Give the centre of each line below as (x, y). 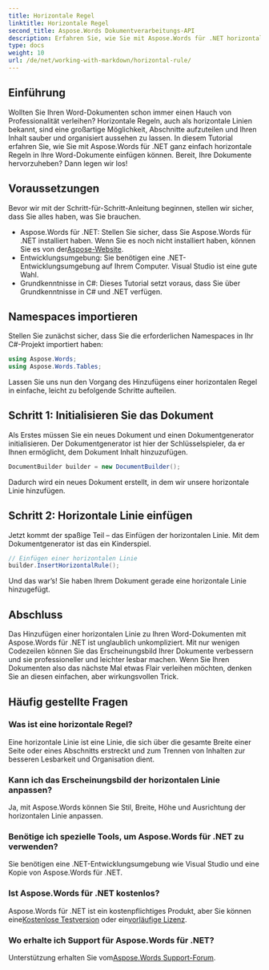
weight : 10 (26, 53)
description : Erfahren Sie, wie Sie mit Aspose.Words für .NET (116, 38)
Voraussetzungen (54, 189)
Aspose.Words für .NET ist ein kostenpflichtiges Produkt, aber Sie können (130, 911)
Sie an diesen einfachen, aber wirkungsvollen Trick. (94, 677)
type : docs (26, 46)
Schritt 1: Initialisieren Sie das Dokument (111, 416)
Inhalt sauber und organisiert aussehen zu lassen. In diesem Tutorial (121, 138)
